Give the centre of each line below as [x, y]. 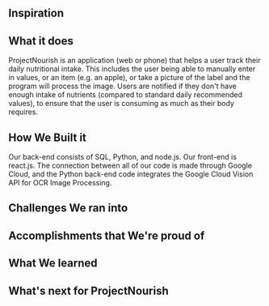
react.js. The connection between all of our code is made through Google [130, 166]
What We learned [53, 263]
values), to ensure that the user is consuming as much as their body [121, 104]
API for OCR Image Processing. [60, 183]
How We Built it [48, 137]
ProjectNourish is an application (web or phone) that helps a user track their [134, 61]
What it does [41, 41]
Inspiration [36, 13]
